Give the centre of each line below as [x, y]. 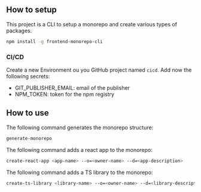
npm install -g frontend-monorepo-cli [54, 41]
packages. [19, 31]
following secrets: [28, 76]
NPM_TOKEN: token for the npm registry [65, 94]
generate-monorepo [29, 138]
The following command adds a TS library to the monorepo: [80, 172]
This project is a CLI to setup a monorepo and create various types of [92, 24]
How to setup [31, 10]
